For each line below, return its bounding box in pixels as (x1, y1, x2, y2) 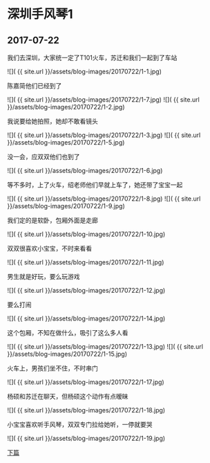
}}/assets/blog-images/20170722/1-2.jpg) (7, 103, 126, 111)
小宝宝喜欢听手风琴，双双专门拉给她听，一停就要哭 (7, 420, 153, 428)
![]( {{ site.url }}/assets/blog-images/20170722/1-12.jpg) (7, 287, 166, 294)
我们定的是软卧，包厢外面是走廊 (7, 216, 98, 224)
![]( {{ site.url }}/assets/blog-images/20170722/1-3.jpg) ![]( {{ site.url (7, 131, 201, 139)
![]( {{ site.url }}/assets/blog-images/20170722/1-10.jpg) (7, 230, 166, 238)
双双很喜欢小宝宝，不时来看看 (7, 244, 92, 253)
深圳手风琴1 (7, 6, 74, 22)
